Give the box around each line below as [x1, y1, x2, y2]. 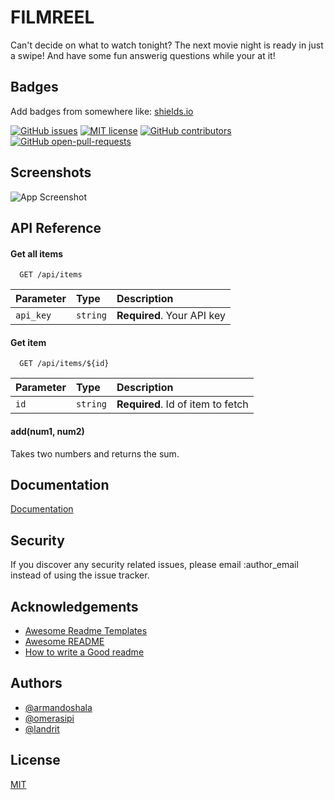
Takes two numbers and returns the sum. [10, 447, 180, 460]
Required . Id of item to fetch [116, 397, 249, 411]
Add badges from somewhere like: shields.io [10, 105, 194, 117]
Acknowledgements [10, 598, 139, 615]
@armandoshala [24, 701, 93, 713]
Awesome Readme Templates [24, 625, 148, 636]
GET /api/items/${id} [19, 359, 110, 369]
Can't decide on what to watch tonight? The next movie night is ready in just [10, 39, 324, 51]
